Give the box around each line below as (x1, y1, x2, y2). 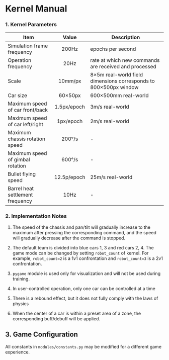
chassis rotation (8, 135, 45, 142)
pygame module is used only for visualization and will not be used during (12, 270, 161, 277)
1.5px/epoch (54, 104, 86, 111)
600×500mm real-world (90, 92, 149, 99)
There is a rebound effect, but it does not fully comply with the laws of (12, 295, 158, 301)
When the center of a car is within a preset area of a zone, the (12, 310, 141, 316)
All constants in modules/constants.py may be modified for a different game (5, 343, 162, 349)
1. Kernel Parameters (5, 21, 57, 28)
